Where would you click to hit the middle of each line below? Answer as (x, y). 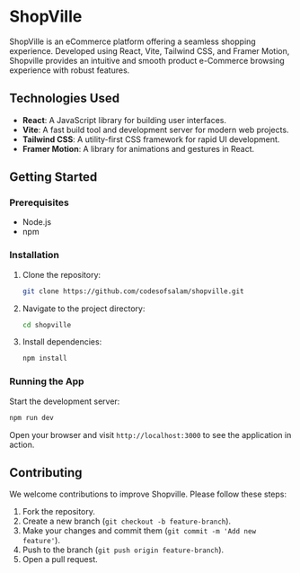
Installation (35, 255)
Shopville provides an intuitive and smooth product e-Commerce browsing (147, 60)
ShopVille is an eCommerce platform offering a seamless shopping (132, 41)
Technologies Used (64, 98)
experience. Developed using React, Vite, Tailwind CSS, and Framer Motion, (150, 50)
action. (22, 444)
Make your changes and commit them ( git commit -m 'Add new (139, 531)
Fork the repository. (59, 512)
